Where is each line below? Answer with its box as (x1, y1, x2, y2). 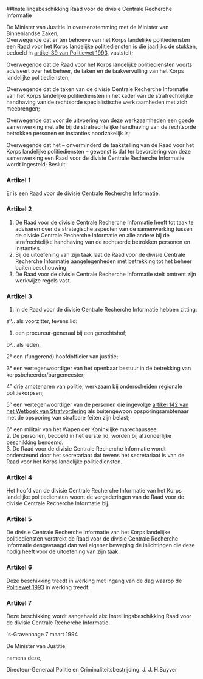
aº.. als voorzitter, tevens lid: (6, 317, 78, 324)
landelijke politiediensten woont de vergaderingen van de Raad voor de (6, 493, 184, 500)
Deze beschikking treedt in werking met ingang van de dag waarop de (6, 577, 182, 584)
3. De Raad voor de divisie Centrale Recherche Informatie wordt (6, 445, 166, 452)
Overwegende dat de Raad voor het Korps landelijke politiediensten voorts (6, 61, 193, 68)
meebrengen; (6, 105, 40, 112)
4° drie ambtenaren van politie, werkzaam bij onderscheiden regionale (6, 383, 182, 390)
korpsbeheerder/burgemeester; (6, 370, 85, 378)
